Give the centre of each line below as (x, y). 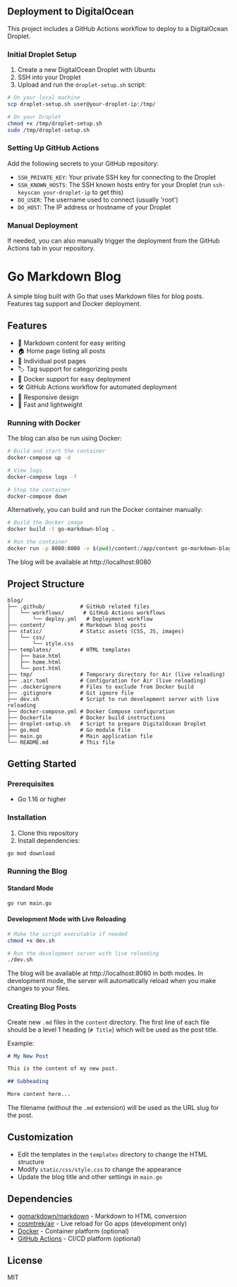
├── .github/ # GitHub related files (79, 606)
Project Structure (46, 584)
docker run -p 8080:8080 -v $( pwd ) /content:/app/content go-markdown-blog (120, 549)
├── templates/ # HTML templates (69, 649)
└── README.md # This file (61, 742)
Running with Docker (44, 422)
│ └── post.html (34, 668)
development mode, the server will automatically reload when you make (112, 981)
